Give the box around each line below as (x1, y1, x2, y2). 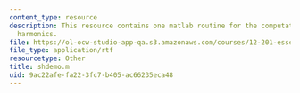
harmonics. (17, 29, 58, 38)
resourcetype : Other (9, 54, 87, 63)
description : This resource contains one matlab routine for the (9, 21, 257, 30)
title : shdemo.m (9, 63, 70, 72)
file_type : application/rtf (9, 46, 114, 55)
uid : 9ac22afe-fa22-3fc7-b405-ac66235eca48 (9, 71, 174, 80)
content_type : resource (9, 12, 98, 22)
